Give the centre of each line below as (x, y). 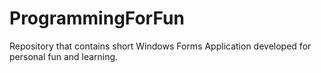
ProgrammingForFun (97, 18)
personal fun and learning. (64, 56)
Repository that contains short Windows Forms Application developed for (160, 46)
